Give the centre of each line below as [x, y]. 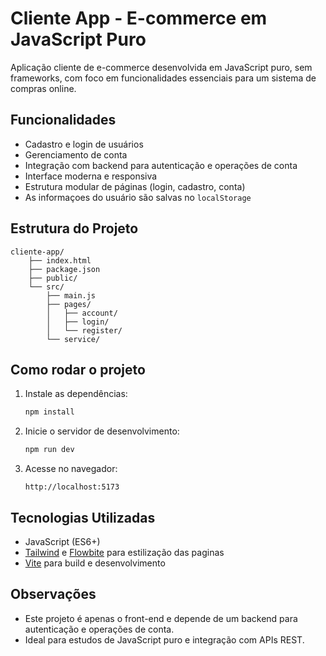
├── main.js [71, 295]
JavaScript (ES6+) [62, 541]
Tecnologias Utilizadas [83, 517]
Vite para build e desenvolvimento [95, 563]
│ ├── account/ [82, 313]
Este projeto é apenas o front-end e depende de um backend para [161, 618]
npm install [49, 412]
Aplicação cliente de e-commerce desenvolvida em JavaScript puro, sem [161, 67]
